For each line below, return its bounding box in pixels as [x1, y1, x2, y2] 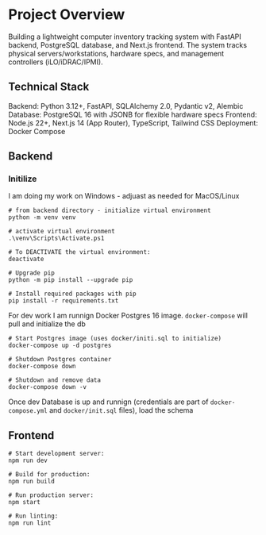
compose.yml [8, 407, 48, 415]
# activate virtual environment [8, 228, 115, 236]
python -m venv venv [8, 214, 77, 221]
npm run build [8, 478, 56, 486]
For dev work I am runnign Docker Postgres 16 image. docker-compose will [8, 311, 249, 321]
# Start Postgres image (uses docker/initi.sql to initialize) [8, 335, 222, 343]
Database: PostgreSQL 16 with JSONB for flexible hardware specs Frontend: [8, 110, 257, 119]
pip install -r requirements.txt [8, 297, 119, 305]
